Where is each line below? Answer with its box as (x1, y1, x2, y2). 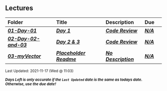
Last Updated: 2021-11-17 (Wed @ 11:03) (5, 68, 74, 74)
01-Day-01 (7, 27, 37, 34)
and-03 (7, 41, 27, 48)
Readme (56, 56, 77, 63)
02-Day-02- (7, 35, 40, 42)
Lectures (5, 4, 33, 12)
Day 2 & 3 (56, 38, 80, 45)
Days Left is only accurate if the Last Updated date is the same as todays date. (5, 77, 143, 82)
